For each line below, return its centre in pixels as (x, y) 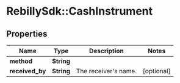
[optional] (157, 71)
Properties (27, 34)
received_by (28, 71)
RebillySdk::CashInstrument (80, 11)
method (21, 61)
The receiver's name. (106, 71)
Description (106, 51)
